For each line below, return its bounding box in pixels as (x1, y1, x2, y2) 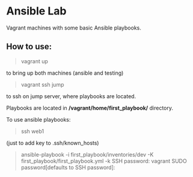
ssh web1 (20, 128, 44, 135)
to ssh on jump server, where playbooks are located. (6, 92, 136, 100)
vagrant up (20, 57, 48, 64)
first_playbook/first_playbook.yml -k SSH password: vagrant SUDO (20, 157, 188, 164)
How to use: (6, 42, 52, 52)
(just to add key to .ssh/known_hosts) (6, 139, 99, 146)
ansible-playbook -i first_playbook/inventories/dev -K (20, 151, 154, 158)
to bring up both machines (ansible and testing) (6, 69, 124, 76)
